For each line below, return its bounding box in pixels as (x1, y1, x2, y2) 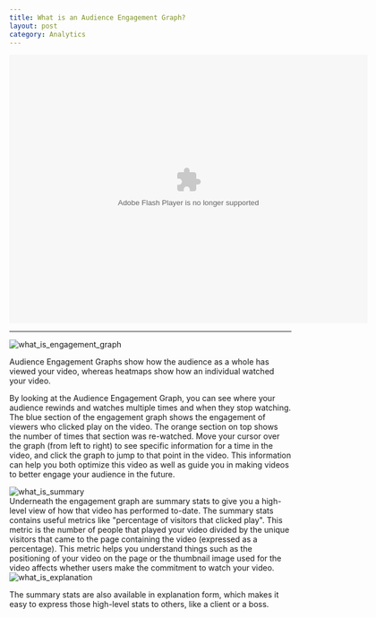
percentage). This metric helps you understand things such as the (9, 544, 252, 554)
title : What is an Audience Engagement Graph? (9, 13, 186, 22)
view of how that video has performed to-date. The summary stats (28, 505, 274, 516)
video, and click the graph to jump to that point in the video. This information (9, 450, 292, 461)
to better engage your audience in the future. (9, 469, 175, 480)
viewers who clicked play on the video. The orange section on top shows (9, 422, 278, 433)
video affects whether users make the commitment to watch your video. (9, 562, 275, 573)
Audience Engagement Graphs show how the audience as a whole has (9, 356, 270, 367)
